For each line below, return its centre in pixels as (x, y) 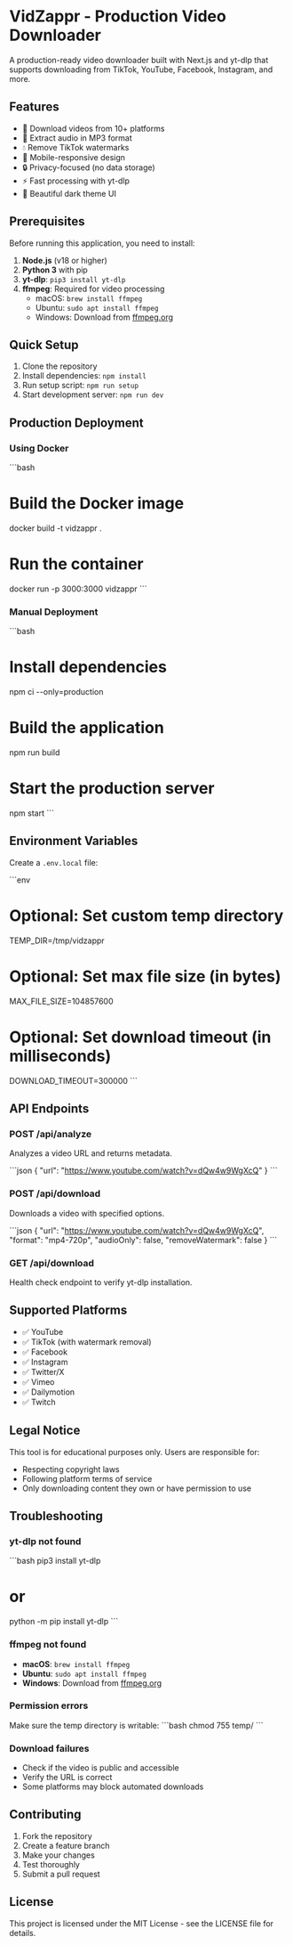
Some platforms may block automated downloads (113, 1786)
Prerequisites (47, 221)
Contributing (45, 1815)
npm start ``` (32, 813)
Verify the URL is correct (67, 1778)
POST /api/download (55, 1193)
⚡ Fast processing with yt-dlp (76, 181)
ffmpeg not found (48, 1645)
